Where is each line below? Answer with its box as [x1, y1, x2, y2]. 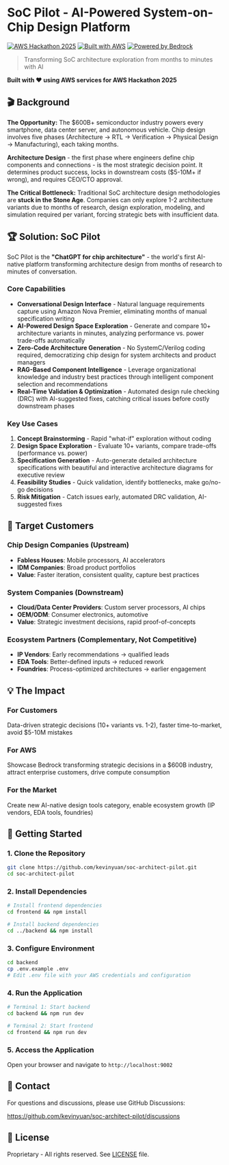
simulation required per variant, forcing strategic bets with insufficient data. [7, 210, 219, 219]
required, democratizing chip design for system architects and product [16, 351, 217, 359]
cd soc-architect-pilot [7, 870, 75, 878]
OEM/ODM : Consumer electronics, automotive [16, 611, 148, 619]
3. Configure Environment [7, 944, 95, 953]
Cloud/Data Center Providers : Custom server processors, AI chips [16, 603, 206, 611]
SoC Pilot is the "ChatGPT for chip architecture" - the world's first [7, 252, 196, 261]
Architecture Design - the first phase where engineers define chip [7, 153, 195, 162]
